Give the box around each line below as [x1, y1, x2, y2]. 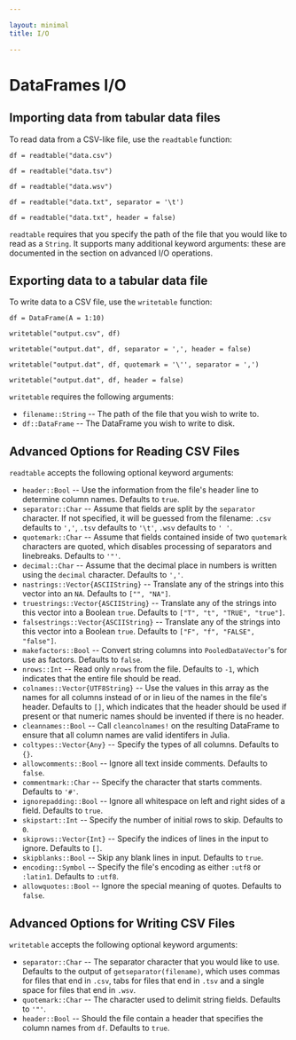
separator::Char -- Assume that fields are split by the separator [21, 503, 256, 515]
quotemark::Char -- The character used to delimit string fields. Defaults [21, 994, 281, 1005]
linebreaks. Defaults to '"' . [21, 551, 121, 562]
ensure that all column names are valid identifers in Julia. [21, 729, 230, 741]
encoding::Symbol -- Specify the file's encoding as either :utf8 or [21, 862, 261, 872]
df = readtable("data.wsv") [9, 182, 113, 191]
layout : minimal [9, 20, 69, 29]
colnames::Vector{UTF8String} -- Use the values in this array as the [21, 682, 269, 693]
